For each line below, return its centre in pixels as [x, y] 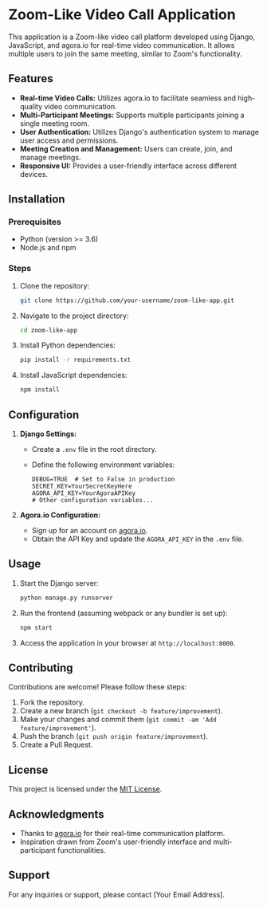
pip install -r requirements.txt [75, 360]
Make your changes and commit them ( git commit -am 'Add [118, 720]
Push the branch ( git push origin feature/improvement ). [114, 736]
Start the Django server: [59, 583]
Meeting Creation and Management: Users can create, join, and [126, 148]
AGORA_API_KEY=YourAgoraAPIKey [84, 493]
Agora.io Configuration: [60, 515]
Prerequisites [35, 222]
